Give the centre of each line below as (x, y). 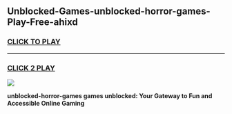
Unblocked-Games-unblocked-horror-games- (109, 11)
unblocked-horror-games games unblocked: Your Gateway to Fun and (110, 95)
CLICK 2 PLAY (31, 68)
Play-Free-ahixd (42, 22)
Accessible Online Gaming (46, 103)
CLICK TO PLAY (34, 42)
